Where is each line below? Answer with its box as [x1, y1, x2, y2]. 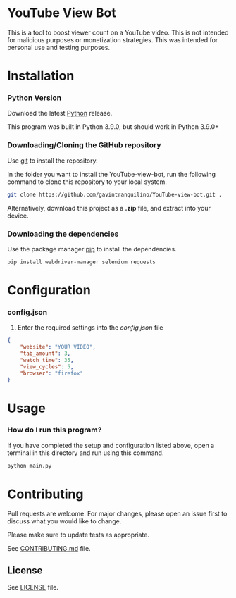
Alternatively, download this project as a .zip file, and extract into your [7, 204, 211, 212]
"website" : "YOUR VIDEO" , [20, 344, 97, 351]
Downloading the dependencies [7, 229, 119, 239]
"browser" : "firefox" [20, 370, 83, 377]
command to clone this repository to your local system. [7, 177, 168, 186]
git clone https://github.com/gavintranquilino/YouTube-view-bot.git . [7, 191, 222, 198]
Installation [7, 68, 75, 84]
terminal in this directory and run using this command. [7, 449, 164, 457]
